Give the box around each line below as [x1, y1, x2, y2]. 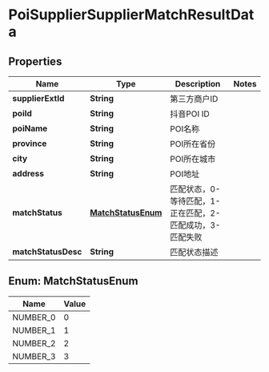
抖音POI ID [169, 108, 210, 119]
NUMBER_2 [12, 338, 56, 349]
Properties [8, 55, 62, 68]
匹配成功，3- [169, 220, 221, 230]
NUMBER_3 [12, 350, 56, 362]
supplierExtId [12, 93, 65, 103]
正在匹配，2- [169, 208, 221, 218]
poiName [12, 123, 48, 134]
